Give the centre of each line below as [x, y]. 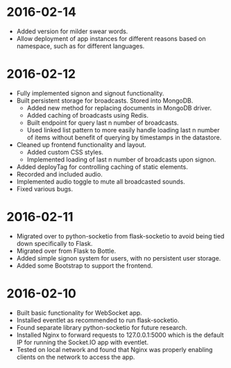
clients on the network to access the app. [76, 357]
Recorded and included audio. [60, 174]
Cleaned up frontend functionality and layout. [81, 144]
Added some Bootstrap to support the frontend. [85, 265]
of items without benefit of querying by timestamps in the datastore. [124, 137]
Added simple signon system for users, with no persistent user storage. [119, 258]
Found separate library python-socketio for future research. [102, 327]
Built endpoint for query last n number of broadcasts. [103, 123]
